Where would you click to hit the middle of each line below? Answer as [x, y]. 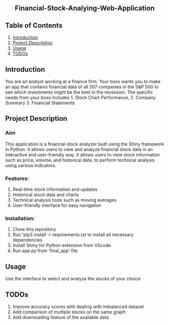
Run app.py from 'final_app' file [45, 251]
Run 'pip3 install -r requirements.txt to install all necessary [73, 235]
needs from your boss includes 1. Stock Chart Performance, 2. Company [80, 98]
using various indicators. [31, 165]
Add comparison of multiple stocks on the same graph [69, 312]
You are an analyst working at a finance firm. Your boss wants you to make [83, 82]
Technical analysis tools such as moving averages [65, 200]
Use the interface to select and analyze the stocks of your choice [73, 279]
